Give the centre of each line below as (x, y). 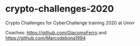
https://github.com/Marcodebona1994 (46, 38)
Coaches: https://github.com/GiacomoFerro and (56, 32)
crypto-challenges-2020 (60, 9)
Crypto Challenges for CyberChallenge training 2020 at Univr (70, 23)
